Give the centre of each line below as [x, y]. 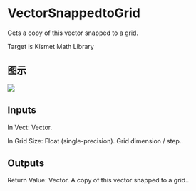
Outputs [26, 163]
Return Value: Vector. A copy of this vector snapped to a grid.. [98, 180]
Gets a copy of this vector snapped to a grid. [73, 33]
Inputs [22, 110]
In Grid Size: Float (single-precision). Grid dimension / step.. [96, 141]
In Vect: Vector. [30, 127]
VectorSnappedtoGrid [74, 13]
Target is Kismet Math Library [51, 46]
